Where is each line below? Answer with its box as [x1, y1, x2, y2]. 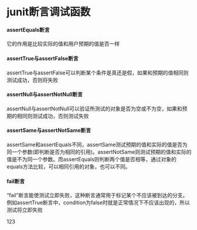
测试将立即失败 [6, 207, 43, 214]
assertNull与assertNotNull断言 [6, 91, 83, 98]
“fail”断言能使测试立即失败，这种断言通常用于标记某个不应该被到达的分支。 [6, 192, 188, 199]
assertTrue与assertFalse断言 [6, 55, 79, 62]
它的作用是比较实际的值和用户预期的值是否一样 [6, 40, 120, 48]
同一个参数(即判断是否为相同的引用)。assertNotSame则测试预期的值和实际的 [6, 148, 192, 155]
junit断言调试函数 [6, 5, 91, 19]
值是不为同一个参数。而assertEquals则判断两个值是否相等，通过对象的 [6, 156, 176, 163]
